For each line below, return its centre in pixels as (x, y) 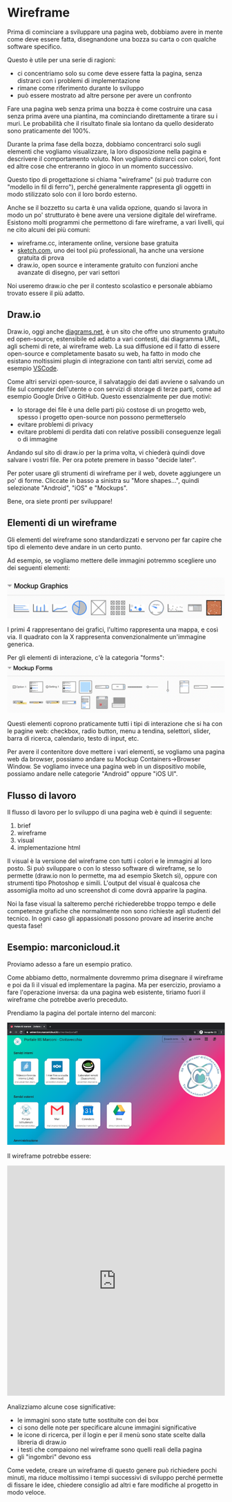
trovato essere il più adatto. (46, 293)
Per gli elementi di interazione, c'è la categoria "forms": (86, 658)
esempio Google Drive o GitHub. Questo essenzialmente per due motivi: (109, 396)
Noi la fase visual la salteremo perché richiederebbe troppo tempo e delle (112, 904)
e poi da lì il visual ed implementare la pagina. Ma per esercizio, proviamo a (114, 985)
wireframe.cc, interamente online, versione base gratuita (98, 243)
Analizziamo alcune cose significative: (61, 1407)
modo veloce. (27, 1492)
